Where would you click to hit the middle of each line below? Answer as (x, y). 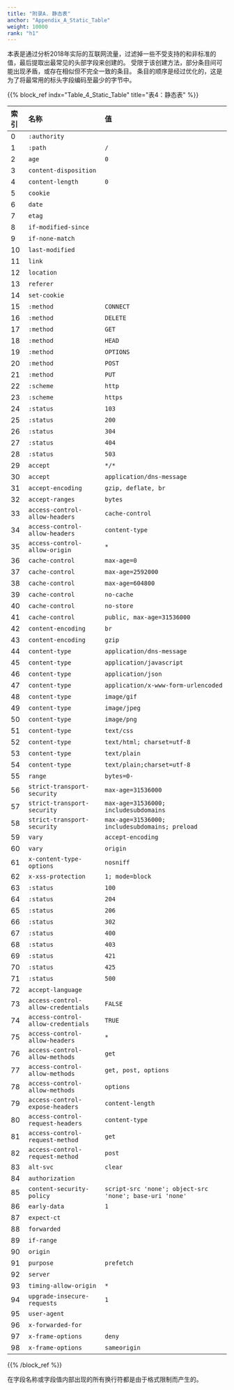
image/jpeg (123, 708)
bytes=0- (119, 776)
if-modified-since (58, 227)
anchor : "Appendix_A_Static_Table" (59, 20)
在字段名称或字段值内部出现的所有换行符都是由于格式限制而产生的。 (105, 1380)
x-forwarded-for (55, 1325)
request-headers (55, 1124)
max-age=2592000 (132, 572)
